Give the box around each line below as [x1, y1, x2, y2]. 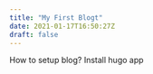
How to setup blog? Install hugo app [9, 55, 144, 66]
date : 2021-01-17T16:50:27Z [9, 22, 116, 31]
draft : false [9, 30, 59, 39]
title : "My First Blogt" [9, 13, 103, 23]
